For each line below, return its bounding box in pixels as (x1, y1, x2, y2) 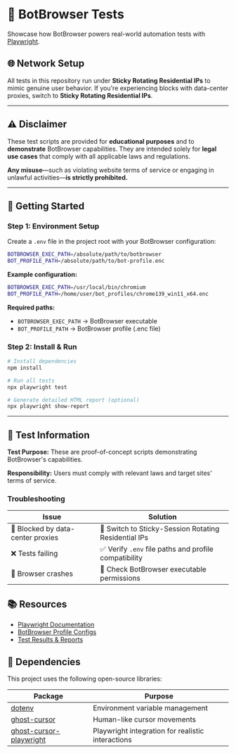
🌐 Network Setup (7, 58, 85, 70)
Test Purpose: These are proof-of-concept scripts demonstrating (7, 447, 197, 457)
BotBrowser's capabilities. (7, 455, 83, 464)
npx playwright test (7, 383, 68, 390)
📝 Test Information (7, 429, 90, 441)
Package (33, 691, 63, 701)
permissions (100, 574, 140, 583)
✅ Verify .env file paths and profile (100, 544, 214, 554)
